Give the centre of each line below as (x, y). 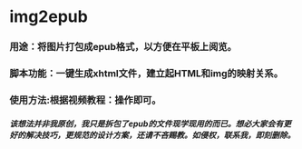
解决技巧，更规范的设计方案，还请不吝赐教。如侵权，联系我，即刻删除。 (160, 134)
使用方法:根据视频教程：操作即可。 (85, 100)
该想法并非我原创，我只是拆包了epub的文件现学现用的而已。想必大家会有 (146, 124)
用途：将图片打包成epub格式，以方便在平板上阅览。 (123, 47)
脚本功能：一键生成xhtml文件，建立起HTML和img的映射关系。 (146, 74)
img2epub (49, 17)
